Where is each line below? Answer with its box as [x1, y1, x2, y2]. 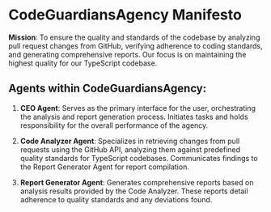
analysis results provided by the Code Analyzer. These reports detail [19, 186, 248, 196]
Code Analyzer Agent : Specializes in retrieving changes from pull [19, 136, 240, 146]
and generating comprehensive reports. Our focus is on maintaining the [8, 49, 247, 59]
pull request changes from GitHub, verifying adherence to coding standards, [8, 40, 263, 50]
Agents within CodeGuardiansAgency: [8, 82, 207, 95]
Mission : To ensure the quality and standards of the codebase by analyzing [8, 32, 260, 42]
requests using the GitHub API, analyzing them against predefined [19, 144, 241, 155]
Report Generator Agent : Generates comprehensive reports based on [19, 177, 254, 187]
